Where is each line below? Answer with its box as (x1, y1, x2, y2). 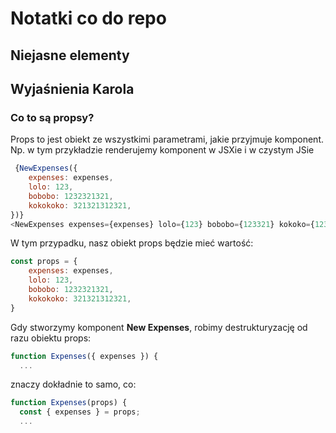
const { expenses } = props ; (19, 407, 141, 417)
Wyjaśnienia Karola (10, 80, 135, 97)
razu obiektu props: (10, 332, 92, 344)
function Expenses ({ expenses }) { (10, 351, 159, 361)
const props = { (10, 257, 78, 267)
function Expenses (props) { (10, 398, 128, 408)
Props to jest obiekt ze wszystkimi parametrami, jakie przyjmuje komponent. (10, 133, 325, 146)
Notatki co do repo (10, 7, 167, 30)
